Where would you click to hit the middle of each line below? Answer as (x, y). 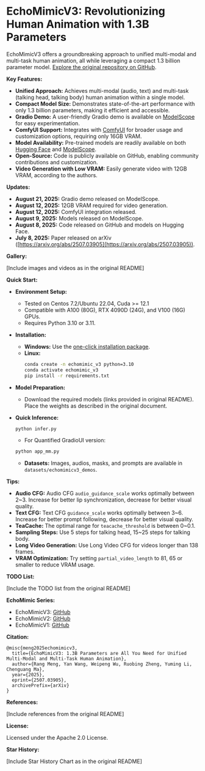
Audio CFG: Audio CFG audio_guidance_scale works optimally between (105, 494)
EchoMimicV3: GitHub (43, 612)
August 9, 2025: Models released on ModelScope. (79, 218)
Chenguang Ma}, (26, 670)
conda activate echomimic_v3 (61, 370)
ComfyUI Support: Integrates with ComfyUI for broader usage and (99, 130)
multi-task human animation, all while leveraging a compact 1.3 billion (93, 60)
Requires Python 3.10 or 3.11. (60, 323)
